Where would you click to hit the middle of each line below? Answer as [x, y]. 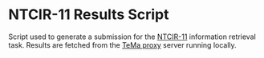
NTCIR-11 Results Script [89, 15]
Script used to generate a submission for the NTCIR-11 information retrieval [132, 37]
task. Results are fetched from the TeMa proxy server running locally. [122, 44]
